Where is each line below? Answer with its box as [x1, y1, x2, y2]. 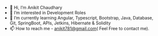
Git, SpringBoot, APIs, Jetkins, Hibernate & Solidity [9, 20, 111, 26]
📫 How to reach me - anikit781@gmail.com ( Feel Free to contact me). [9, 26, 150, 31]
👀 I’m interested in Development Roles [9, 10, 86, 16]
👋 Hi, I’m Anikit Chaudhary [9, 5, 62, 10]
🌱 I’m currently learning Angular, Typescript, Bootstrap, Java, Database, [9, 15, 154, 20]
